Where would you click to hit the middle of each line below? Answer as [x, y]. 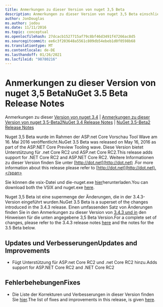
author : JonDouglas [25, 18]
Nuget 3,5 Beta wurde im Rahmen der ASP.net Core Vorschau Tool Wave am [81, 137]
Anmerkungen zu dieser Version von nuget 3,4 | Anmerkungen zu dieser [78, 117]
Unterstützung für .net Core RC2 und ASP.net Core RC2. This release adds [79, 152]
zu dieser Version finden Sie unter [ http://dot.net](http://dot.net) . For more [79, 162]
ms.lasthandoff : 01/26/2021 [33, 55]
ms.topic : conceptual [27, 32]
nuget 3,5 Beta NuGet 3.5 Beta [66, 93]
